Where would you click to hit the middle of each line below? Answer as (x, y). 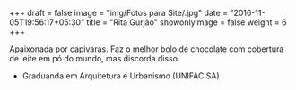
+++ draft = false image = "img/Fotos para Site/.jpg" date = (119, 13)
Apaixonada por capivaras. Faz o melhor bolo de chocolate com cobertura (147, 49)
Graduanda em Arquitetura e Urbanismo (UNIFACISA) (121, 76)
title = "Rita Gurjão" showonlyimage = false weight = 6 (187, 22)
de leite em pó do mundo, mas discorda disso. (95, 58)
